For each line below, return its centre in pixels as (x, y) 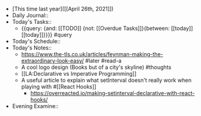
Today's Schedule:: (36, 41)
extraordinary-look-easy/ (52, 61)
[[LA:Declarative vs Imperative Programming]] (79, 74)
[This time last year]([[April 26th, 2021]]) (63, 9)
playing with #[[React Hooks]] (58, 87)
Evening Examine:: (35, 106)
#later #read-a (103, 61)
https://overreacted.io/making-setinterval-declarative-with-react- (112, 93)
